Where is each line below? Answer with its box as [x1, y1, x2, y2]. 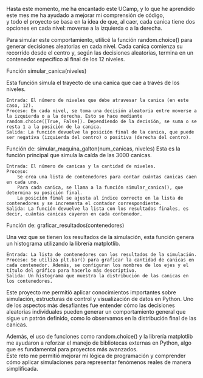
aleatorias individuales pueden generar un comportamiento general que [6, 308, 186, 315]
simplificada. [6, 365, 38, 372]
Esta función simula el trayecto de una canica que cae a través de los [6, 79, 180, 86]
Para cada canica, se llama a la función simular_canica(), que [17, 184, 184, 191]
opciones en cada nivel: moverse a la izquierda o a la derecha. [6, 24, 163, 32]
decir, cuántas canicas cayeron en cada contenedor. [6, 211, 143, 217]
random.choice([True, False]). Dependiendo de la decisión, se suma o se [6, 118, 198, 124]
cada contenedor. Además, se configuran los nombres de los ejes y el [6, 262, 189, 268]
